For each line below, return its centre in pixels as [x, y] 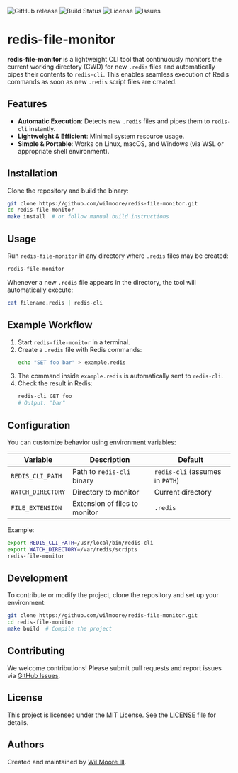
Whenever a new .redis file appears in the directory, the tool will [102, 282]
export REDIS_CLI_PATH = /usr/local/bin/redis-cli [80, 543]
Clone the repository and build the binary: [68, 191]
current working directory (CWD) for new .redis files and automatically [112, 67]
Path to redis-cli [101, 472]
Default [191, 459]
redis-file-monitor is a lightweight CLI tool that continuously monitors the [114, 59]
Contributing [36, 651]
